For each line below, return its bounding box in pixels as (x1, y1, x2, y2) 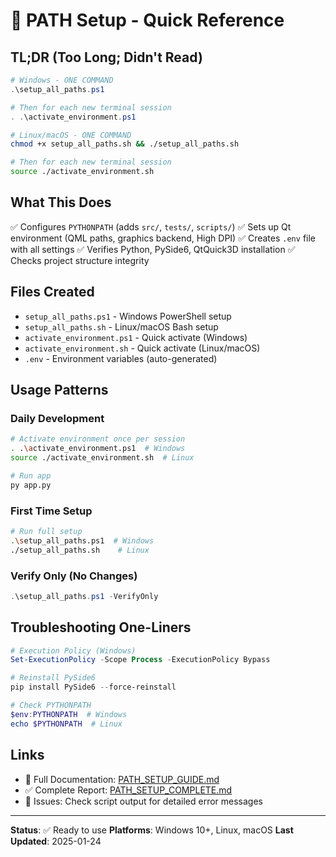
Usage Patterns (10, 382, 109, 399)
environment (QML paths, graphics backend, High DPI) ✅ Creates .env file (10, 232, 316, 244)
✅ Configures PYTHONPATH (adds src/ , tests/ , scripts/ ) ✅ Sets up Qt (10, 220, 292, 233)
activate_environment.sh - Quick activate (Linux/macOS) (24, 342, 261, 354)
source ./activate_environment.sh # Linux (10, 453, 195, 463)
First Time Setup (10, 504, 93, 518)
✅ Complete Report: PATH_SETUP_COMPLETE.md (24, 784, 233, 796)
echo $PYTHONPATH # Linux (10, 719, 123, 729)
